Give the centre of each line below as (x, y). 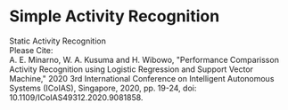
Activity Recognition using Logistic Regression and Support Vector (132, 69)
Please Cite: (31, 50)
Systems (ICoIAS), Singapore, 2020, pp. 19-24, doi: (103, 88)
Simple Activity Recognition (115, 16)
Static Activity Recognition (58, 41)
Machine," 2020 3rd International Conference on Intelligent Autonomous (142, 78)
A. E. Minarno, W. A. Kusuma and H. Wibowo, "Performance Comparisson (144, 59)
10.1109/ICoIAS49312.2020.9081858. (76, 97)
